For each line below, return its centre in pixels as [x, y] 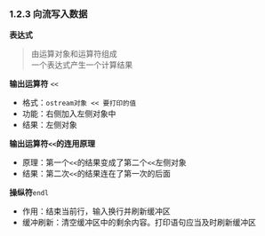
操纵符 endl [29, 193]
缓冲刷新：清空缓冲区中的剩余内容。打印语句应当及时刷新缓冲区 [139, 223]
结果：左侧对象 [49, 125]
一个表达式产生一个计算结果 [82, 65]
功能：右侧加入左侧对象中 [69, 114]
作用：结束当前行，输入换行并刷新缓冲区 [96, 211]
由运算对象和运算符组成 [74, 54]
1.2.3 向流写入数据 [48, 13]
